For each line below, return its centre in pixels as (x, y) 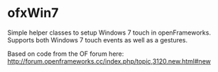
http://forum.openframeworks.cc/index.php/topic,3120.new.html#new (109, 61)
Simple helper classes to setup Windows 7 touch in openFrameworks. (109, 32)
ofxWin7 (33, 13)
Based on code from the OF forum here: (66, 54)
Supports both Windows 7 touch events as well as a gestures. (98, 40)
